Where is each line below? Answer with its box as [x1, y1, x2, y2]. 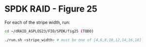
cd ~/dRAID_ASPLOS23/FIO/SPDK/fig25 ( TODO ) [4, 29, 94, 33]
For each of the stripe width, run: [4, 19, 70, 25]
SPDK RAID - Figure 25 [4, 3, 97, 15]
